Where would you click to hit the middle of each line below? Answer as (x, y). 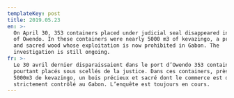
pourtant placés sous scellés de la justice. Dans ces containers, (114, 71)
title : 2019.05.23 (34, 20)
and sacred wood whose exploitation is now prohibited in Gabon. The (116, 46)
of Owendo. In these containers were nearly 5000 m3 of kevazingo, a (116, 39)
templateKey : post (34, 13)
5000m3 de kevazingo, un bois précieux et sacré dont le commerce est (118, 78)
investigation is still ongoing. (62, 52)
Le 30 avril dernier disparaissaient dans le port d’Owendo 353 (109, 65)
